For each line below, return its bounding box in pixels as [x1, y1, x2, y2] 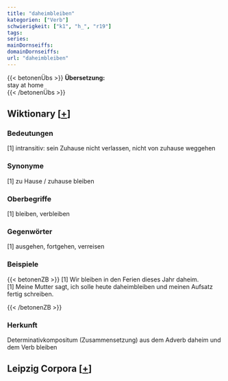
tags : [7, 29, 23, 36]
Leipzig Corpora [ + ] [7, 363, 92, 375]
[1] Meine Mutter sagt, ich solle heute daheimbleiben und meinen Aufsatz [7, 282, 214, 290]
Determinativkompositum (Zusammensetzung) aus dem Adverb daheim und [7, 336, 221, 344]
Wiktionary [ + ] [7, 108, 71, 120]
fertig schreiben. [7, 290, 54, 298]
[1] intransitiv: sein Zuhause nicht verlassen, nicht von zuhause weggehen [7, 144, 216, 152]
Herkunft [7, 320, 38, 330]
